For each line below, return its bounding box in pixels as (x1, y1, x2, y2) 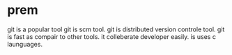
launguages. (7, 40, 43, 48)
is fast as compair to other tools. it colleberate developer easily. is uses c (7, 32, 216, 40)
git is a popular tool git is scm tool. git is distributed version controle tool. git (7, 25, 225, 33)
